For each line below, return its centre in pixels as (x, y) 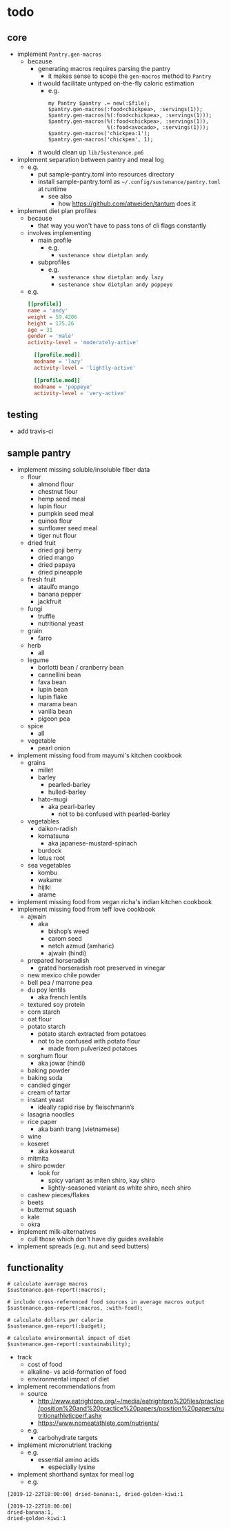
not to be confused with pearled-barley (114, 814)
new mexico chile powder (64, 975)
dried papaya (57, 565)
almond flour (56, 484)
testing (23, 414)
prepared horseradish (58, 960)
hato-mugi (52, 799)
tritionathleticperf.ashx (70, 1415)
